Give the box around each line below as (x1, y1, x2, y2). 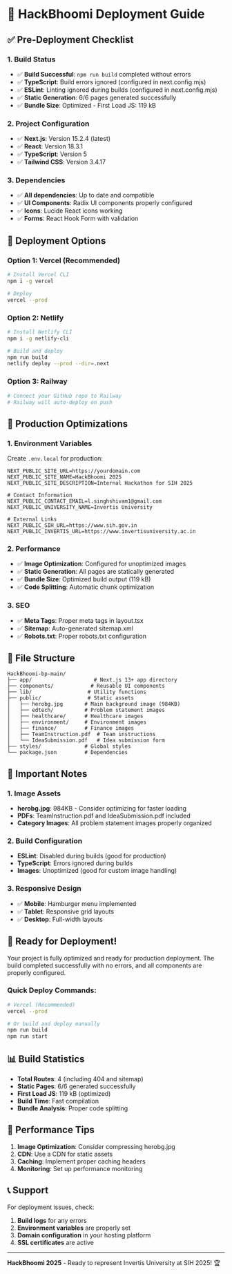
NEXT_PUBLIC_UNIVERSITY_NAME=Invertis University (7, 504, 153, 511)
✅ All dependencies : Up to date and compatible (17, 191, 155, 200)
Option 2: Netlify (7, 313, 64, 322)
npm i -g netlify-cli (7, 335, 70, 342)
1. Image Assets (7, 789, 61, 798)
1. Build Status (7, 55, 56, 64)
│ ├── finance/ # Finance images (7, 725, 135, 732)
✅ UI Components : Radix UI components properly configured (17, 199, 193, 207)
